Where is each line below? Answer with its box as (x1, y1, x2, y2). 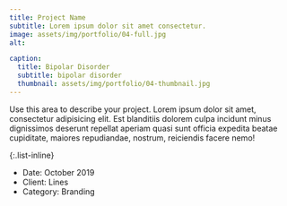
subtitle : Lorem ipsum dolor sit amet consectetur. (9, 21, 206, 30)
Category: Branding (22, 185, 96, 197)
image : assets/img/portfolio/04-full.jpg (9, 30, 167, 39)
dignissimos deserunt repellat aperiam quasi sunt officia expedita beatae (9, 123, 278, 133)
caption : (9, 55, 42, 64)
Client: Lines (22, 176, 69, 187)
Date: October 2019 (22, 167, 95, 177)
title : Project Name (9, 13, 87, 22)
